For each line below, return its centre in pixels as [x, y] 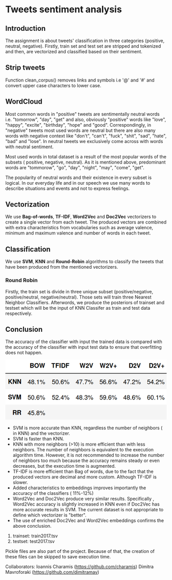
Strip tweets [25, 68]
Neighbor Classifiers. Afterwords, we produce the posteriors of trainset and [85, 302]
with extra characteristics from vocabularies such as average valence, [79, 228]
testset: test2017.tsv [34, 541]
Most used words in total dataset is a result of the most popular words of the [86, 156]
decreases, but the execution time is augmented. [64, 466]
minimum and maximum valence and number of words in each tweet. [78, 233]
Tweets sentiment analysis [63, 9]
